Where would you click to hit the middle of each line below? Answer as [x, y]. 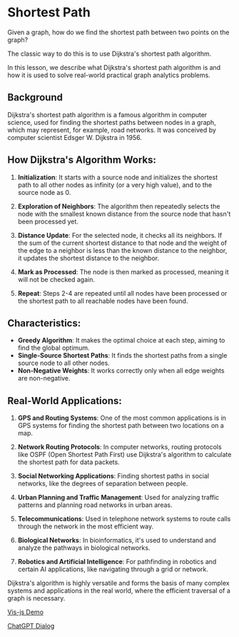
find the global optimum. [54, 348]
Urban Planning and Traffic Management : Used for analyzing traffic [118, 498]
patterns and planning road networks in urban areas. [95, 505]
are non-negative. [44, 378]
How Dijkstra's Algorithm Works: [82, 160]
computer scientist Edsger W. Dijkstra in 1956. [75, 137]
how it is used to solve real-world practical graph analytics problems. [109, 75]
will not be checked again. [56, 279]
